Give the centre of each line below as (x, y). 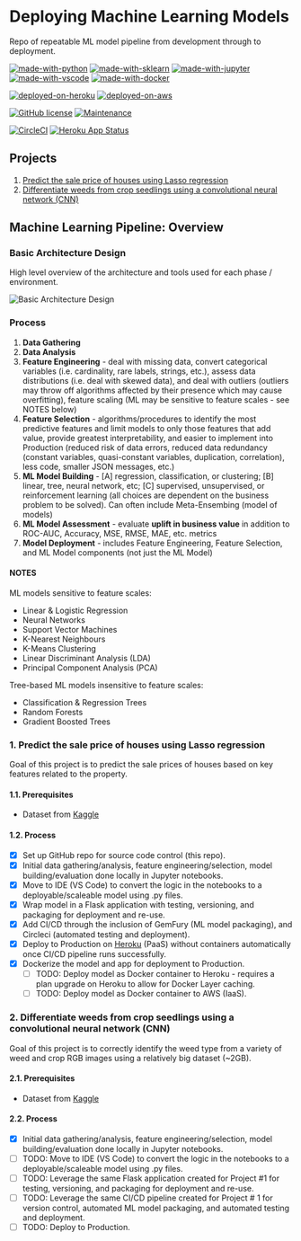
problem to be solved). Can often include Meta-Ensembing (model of (150, 504)
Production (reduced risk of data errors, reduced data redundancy (145, 448)
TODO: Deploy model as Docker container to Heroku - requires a (155, 974)
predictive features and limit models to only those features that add (146, 428)
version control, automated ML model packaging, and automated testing (156, 1208)
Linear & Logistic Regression (75, 610)
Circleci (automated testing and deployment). (106, 934)
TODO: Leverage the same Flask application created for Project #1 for (151, 1178)
